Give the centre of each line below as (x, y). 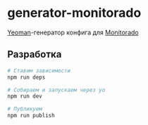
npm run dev (25, 96)
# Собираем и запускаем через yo (56, 90)
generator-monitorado (74, 13)
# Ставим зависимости (39, 71)
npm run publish (31, 116)
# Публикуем (25, 109)
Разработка (35, 54)
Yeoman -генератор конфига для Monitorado (73, 32)
